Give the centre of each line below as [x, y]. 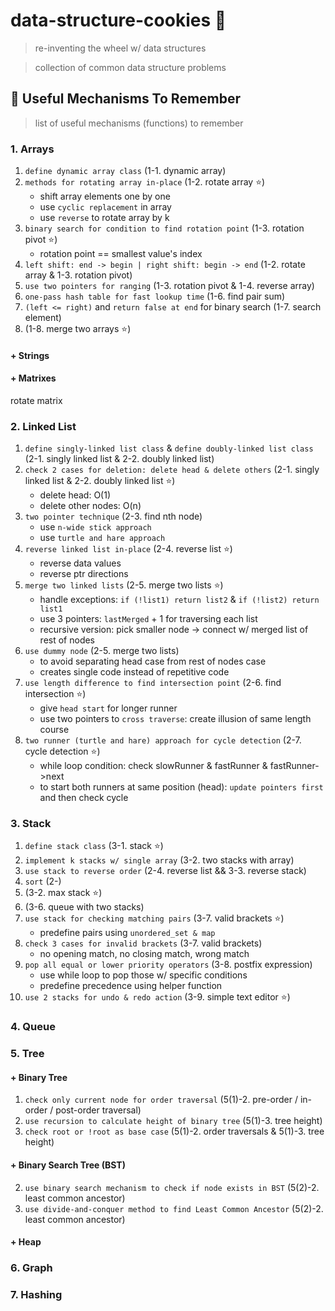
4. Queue [33, 1027]
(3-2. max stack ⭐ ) [63, 893]
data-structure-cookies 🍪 [118, 20]
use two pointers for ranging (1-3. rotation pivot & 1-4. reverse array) [169, 286]
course [54, 730]
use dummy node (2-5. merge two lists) [102, 651]
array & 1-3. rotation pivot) [78, 275]
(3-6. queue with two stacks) [84, 907]
